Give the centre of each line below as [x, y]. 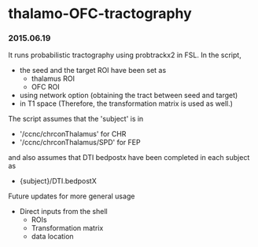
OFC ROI [46, 87]
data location [52, 237]
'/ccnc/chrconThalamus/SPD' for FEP [80, 143]
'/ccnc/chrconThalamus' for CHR [73, 134]
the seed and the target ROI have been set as [93, 71]
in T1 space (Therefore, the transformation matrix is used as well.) [126, 104]
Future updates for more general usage [72, 196]
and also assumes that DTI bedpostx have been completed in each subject [129, 158]
